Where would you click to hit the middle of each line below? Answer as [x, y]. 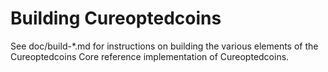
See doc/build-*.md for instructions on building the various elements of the [164, 46]
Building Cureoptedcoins [116, 18]
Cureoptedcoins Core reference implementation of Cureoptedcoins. [150, 56]
